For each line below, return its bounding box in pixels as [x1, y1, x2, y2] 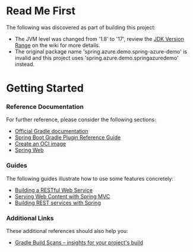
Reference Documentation [6, 103, 84, 111]
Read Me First [6, 4, 76, 18]
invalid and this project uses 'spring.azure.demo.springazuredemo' [14, 54, 179, 61]
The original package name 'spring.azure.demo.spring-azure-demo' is [14, 48, 188, 55]
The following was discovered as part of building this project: [6, 24, 156, 31]
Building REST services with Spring [14, 199, 101, 206]
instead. [14, 61, 35, 68]
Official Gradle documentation [14, 128, 89, 135]
